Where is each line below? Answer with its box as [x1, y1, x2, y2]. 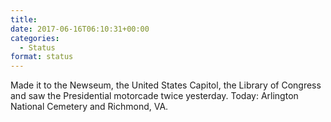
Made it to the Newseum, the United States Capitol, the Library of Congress [10, 79, 322, 91]
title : [10, 14, 38, 25]
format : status [10, 52, 74, 62]
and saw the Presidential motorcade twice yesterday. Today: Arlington [10, 90, 299, 102]
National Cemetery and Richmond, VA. [10, 101, 169, 113]
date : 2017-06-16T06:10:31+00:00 [10, 24, 150, 34]
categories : [10, 33, 60, 43]
